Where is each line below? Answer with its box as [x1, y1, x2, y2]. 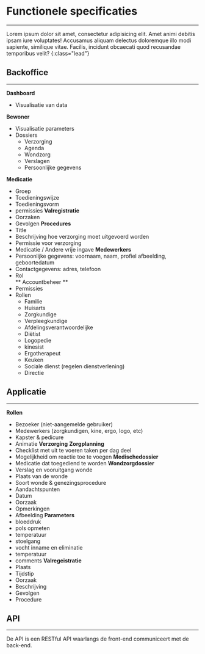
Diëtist [24, 330, 41, 337]
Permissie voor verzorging [15, 239, 82, 247]
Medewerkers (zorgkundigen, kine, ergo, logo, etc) [15, 427, 143, 434]
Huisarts [24, 304, 46, 311]
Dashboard [6, 89, 35, 96]
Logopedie [24, 336, 52, 344]
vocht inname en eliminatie [15, 543, 83, 551]
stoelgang [15, 537, 41, 545]
